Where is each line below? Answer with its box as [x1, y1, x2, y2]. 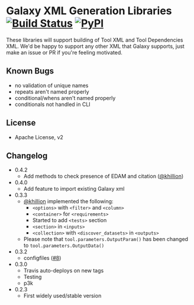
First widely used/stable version [23, 292, 102, 300]
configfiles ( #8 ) [23, 255, 62, 262]
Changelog [6, 150, 48, 160]
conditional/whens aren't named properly [14, 94, 116, 101]
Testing [23, 274, 42, 281]
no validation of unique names [14, 82, 89, 89]
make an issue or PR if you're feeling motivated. [6, 49, 122, 56]
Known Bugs [6, 66, 54, 76]
